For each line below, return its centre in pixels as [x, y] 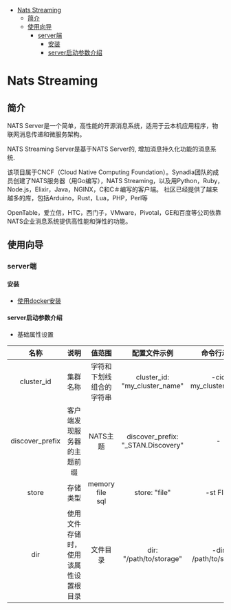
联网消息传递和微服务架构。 [46, 134]
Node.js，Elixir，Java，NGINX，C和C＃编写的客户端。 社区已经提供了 [107, 189]
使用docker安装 [39, 301]
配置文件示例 [153, 353]
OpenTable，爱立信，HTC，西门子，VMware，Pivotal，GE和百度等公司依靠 [114, 212]
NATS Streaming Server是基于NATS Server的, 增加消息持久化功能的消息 [109, 149]
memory [101, 483]
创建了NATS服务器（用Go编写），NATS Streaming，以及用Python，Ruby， [118, 181]
